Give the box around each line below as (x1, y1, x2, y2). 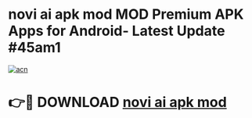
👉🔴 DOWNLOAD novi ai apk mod (8, 94, 227, 111)
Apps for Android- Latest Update (8, 22, 225, 40)
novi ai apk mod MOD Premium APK (8, 5, 244, 23)
